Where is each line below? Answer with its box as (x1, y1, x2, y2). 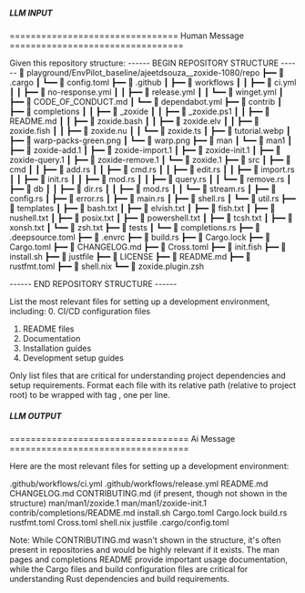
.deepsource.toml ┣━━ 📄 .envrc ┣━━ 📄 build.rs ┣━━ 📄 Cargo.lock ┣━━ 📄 (9, 231, 271, 242)
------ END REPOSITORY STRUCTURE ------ (9, 278, 178, 289)
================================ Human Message (9, 30, 244, 41)
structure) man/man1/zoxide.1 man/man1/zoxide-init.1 (9, 497, 208, 508)
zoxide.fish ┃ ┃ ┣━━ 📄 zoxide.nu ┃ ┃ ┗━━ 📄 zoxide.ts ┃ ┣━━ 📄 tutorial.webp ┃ (9, 125, 291, 136)
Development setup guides (22, 352, 125, 363)
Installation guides (22, 343, 92, 353)
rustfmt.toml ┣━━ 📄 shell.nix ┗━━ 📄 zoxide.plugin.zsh (9, 261, 205, 271)
